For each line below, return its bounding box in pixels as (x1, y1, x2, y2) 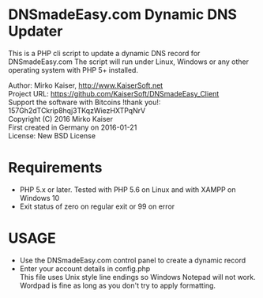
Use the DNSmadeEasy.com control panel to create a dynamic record (19, 255, 246, 265)
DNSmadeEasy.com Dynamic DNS (8, 6, 237, 24)
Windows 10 (19, 193, 60, 202)
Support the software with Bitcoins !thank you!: (8, 97, 161, 107)
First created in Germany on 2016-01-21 (8, 123, 137, 132)
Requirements (8, 159, 103, 177)
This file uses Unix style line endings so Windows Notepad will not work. (19, 272, 256, 281)
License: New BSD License (8, 130, 96, 140)
